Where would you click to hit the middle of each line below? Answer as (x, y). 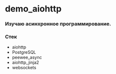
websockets (24, 68)
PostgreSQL (24, 52)
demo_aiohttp (33, 9)
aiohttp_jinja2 (26, 62)
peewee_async (27, 57)
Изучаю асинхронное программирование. (58, 24)
